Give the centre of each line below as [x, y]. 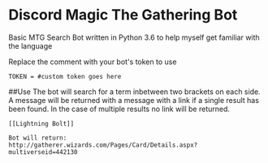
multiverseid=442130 [43, 152]
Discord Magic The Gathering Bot [123, 15]
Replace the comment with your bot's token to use [93, 62]
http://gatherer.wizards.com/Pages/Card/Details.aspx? [103, 145]
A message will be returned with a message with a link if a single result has [134, 100]
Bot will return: [38, 138]
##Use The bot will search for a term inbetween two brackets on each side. [135, 92]
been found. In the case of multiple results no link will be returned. [119, 109]
